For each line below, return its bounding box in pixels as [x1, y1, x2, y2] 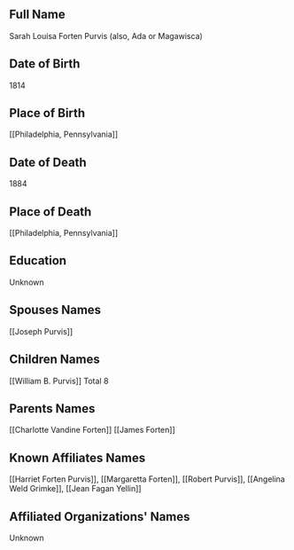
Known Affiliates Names [9, 450, 146, 465]
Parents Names [9, 401, 96, 416]
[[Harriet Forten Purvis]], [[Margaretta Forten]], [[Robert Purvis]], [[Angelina [9, 474, 285, 484]
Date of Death [9, 154, 87, 169]
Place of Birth [9, 106, 86, 121]
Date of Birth [9, 57, 81, 72]
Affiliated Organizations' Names [9, 509, 190, 524]
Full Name [9, 7, 66, 22]
